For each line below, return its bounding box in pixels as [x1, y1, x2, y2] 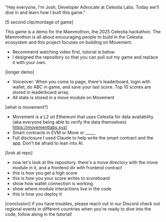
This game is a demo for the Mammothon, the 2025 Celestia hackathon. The [5, 29, 161, 34]
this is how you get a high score [12, 170, 78, 176]
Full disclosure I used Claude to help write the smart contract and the [12, 135, 154, 141]
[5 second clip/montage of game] [5, 19, 73, 25]
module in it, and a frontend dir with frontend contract [12, 165, 122, 170]
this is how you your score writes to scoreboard [12, 175, 110, 181]
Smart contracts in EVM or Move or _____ [12, 130, 96, 136]
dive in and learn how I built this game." [5, 9, 86, 15]
